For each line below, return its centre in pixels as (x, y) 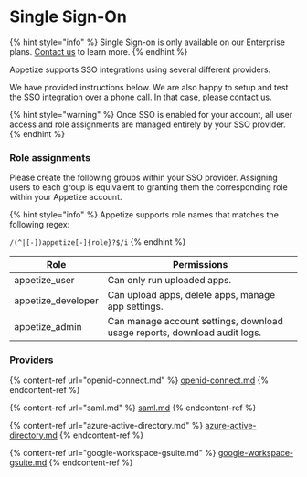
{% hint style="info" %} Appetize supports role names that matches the (144, 215)
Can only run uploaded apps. (169, 281)
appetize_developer (56, 301)
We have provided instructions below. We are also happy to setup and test (149, 87)
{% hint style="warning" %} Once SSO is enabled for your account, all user (151, 114)
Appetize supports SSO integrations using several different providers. (140, 69)
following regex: (40, 225)
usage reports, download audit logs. (185, 333)
